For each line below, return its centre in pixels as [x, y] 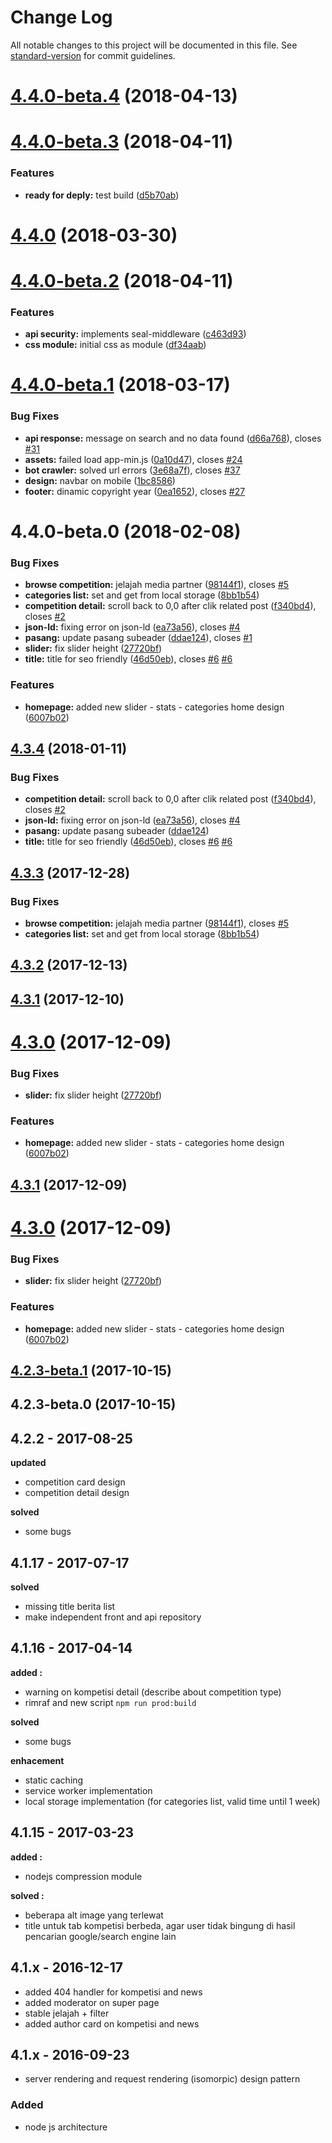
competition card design [75, 1482]
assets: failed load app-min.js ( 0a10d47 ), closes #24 [133, 459]
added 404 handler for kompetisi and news [113, 1992]
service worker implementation [88, 1790]
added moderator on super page [92, 2002]
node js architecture [66, 2127]
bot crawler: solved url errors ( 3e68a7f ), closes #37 [132, 470]
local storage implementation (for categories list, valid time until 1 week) [172, 1801]
